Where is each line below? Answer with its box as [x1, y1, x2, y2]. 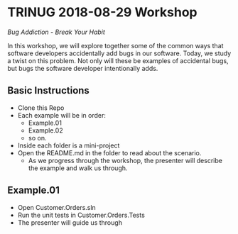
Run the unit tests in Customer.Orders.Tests [17, 211, 146, 219]
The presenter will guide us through [17, 218, 123, 227]
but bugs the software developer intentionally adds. [7, 64, 158, 72]
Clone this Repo [17, 104, 65, 112]
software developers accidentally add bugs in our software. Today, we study [7, 49, 232, 57]
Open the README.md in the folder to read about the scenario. [17, 148, 202, 157]
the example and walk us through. [28, 164, 128, 172]
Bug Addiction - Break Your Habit [7, 28, 105, 36]
